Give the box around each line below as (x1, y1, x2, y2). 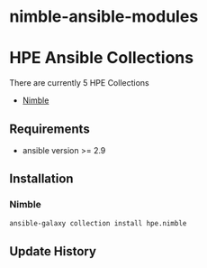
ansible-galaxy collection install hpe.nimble (9, 218, 187, 227)
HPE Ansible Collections (9, 48, 194, 69)
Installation (9, 171, 74, 187)
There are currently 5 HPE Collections (9, 78, 150, 88)
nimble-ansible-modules (9, 6, 199, 27)
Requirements (9, 121, 90, 136)
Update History (9, 244, 97, 259)
